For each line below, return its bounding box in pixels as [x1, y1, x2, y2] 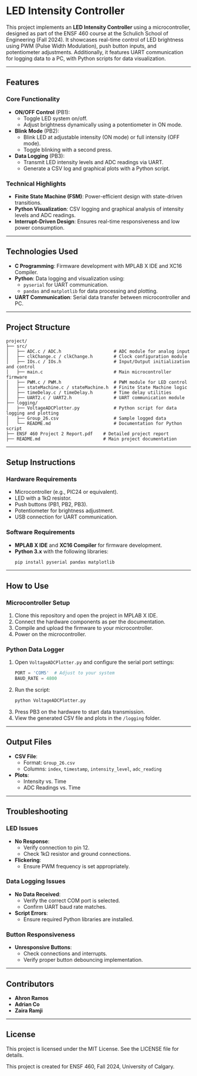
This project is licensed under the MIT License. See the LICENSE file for [6, 1045, 179, 1052]
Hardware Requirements [6, 475, 77, 483]
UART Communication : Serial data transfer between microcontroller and [14, 293, 191, 301]
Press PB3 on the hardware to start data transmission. [14, 708, 145, 716]
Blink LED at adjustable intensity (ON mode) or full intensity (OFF [23, 134, 180, 141]
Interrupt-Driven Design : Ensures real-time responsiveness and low [14, 218, 180, 225]
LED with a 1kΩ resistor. [14, 494, 72, 502]
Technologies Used [6, 247, 78, 257]
